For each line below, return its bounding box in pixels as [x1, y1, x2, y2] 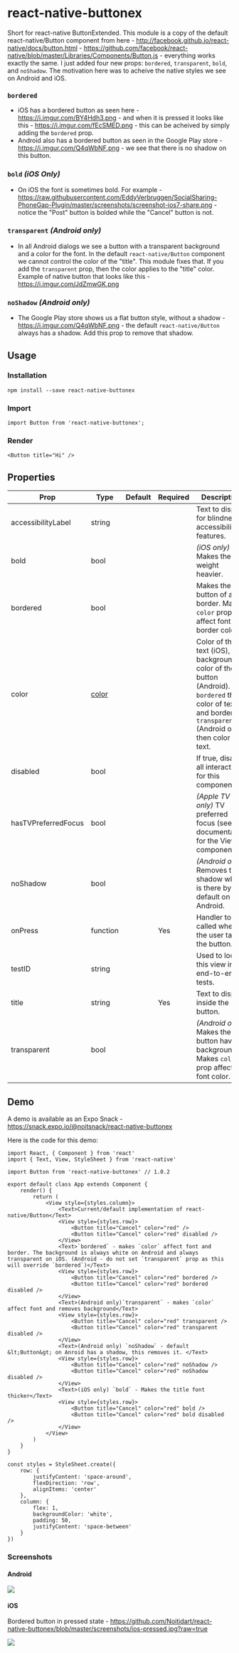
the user [196, 930, 224, 940]
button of [196, 590, 228, 600]
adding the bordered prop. [17, 129, 94, 137]
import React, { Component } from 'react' [7, 1150, 135, 1157]
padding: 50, [33, 1517, 72, 1524]
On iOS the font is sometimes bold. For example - [17, 185, 162, 193]
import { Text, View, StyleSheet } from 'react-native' [7, 1156, 176, 1164]
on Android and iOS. [7, 73, 67, 83]
